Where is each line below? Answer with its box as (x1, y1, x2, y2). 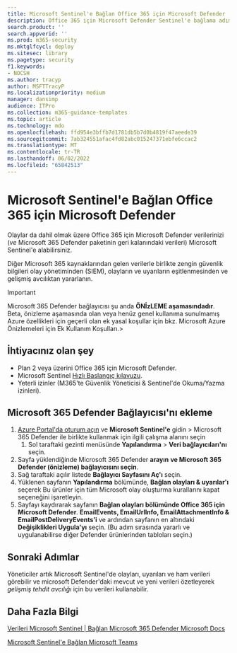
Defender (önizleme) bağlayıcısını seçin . (17, 463, 139, 471)
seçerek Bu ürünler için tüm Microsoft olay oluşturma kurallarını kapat (17, 485, 220, 494)
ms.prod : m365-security (7, 37, 78, 44)
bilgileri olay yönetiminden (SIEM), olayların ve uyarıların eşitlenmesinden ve (7, 267, 228, 275)
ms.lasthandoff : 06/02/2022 (7, 155, 90, 163)
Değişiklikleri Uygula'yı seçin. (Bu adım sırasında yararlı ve (17, 523, 190, 531)
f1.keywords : (7, 63, 46, 70)
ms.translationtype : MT (7, 142, 78, 149)
